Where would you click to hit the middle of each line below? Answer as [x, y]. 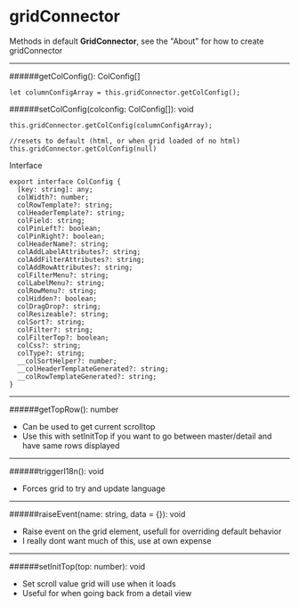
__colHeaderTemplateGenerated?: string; [93, 369]
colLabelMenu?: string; [61, 283]
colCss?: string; [49, 345]
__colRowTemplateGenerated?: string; [87, 376]
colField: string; [52, 220]
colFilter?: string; [55, 330]
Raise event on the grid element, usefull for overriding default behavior [152, 531]
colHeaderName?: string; [63, 244]
